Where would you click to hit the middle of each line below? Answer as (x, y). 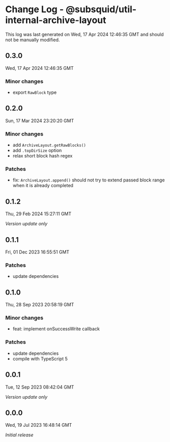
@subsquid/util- (101, 9)
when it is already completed (43, 186)
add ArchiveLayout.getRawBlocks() (49, 145)
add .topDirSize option (37, 150)
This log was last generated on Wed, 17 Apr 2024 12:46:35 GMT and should (84, 34)
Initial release (19, 435)
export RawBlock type (35, 92)
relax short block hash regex (42, 156)
